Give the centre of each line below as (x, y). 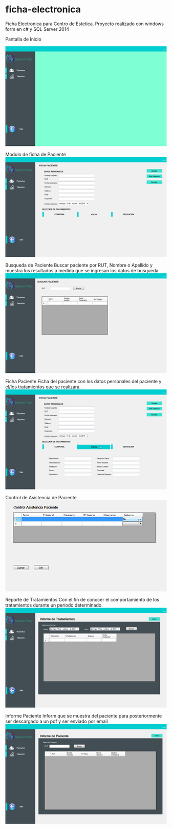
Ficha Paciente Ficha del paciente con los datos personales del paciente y (83, 382)
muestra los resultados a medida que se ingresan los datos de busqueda (82, 271)
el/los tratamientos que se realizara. (43, 387)
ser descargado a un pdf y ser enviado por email (57, 721)
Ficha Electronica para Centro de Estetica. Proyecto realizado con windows (84, 24)
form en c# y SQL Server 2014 (37, 29)
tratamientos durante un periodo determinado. (54, 605)
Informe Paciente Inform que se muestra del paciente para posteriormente (84, 715)
